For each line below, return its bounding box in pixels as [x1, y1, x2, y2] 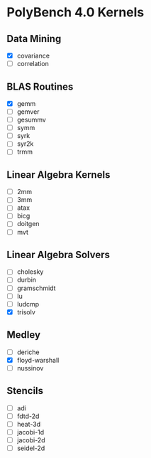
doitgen [16, 220, 40, 228]
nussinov [16, 363, 44, 372]
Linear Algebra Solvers [6, 248, 111, 260]
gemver [16, 107, 40, 116]
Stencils [6, 385, 44, 397]
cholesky [16, 267, 44, 276]
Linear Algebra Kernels [6, 169, 111, 181]
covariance [16, 51, 50, 60]
